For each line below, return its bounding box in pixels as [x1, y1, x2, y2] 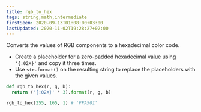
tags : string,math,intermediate [6, 14, 87, 20]
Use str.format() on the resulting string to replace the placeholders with [14, 66, 196, 73]
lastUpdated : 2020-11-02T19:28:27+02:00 [6, 25, 109, 32]
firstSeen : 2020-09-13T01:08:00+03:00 [6, 20, 103, 26]
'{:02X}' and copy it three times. [14, 60, 97, 67]
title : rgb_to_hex [6, 8, 52, 15]
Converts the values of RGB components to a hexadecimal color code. [6, 42, 180, 49]
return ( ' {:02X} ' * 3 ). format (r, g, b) [11, 89, 112, 95]
